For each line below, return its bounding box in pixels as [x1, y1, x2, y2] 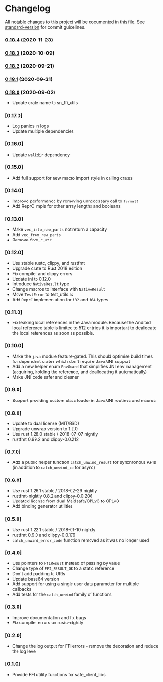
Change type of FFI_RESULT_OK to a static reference [12, 565, 115, 571]
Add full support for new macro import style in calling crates [12, 175, 133, 181]
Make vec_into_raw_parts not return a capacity [12, 226, 107, 232]
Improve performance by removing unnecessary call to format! [12, 198, 139, 204]
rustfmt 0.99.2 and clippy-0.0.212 [12, 436, 79, 442]
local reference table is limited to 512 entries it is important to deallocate [12, 325, 157, 331]
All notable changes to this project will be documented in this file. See [5, 19, 145, 25]
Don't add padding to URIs [12, 571, 66, 577]
